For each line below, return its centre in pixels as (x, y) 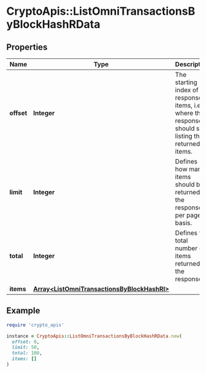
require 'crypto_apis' (35, 325)
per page (188, 215)
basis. (184, 223)
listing (184, 136)
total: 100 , (27, 353)
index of (187, 90)
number (186, 248)
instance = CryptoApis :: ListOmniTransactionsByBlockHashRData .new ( (94, 336)
